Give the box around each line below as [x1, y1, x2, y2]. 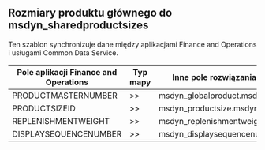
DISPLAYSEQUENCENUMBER [12, 128, 122, 139]
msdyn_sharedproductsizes [8, 19, 149, 32]
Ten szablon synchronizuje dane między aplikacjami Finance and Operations [8, 39, 257, 49]
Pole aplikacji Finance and [17, 66, 118, 77]
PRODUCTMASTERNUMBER [12, 90, 118, 101]
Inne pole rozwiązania [172, 71, 257, 82]
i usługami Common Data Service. [8, 47, 118, 58]
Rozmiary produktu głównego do [8, 6, 173, 20]
